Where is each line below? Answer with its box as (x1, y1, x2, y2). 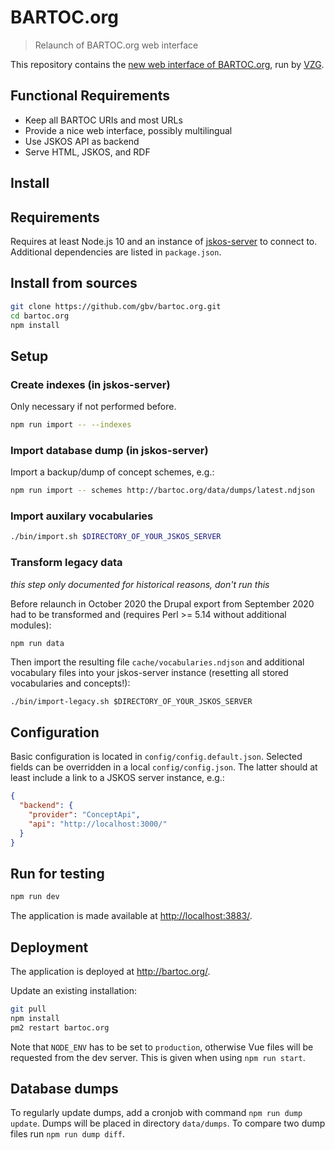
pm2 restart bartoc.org (10, 1022, 110, 1033)
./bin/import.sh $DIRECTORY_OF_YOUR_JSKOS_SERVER (10, 532, 222, 542)
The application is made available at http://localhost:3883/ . (10, 910, 253, 922)
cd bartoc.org (10, 311, 70, 321)
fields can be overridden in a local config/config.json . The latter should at (10, 761, 318, 773)
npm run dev (10, 892, 60, 902)
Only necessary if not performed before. (10, 401, 177, 413)
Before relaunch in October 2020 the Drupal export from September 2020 (10, 597, 315, 610)
